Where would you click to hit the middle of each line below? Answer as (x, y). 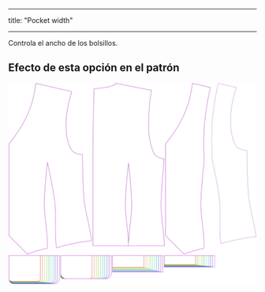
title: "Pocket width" (41, 20)
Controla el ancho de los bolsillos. (63, 43)
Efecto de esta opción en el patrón (94, 68)
